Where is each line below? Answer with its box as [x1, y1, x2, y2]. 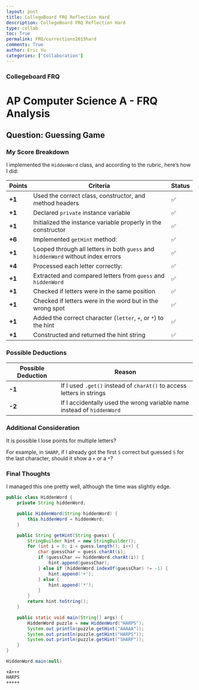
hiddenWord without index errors [33, 252, 121, 261]
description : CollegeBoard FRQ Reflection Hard [6, 20, 126, 25]
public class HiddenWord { [6, 495, 73, 500]
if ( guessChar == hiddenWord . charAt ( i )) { [37, 554, 145, 560]
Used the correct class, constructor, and [33, 192, 146, 200]
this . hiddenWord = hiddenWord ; [27, 516, 105, 522]
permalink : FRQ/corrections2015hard [6, 36, 97, 42]
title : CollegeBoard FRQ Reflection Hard [6, 14, 110, 20]
